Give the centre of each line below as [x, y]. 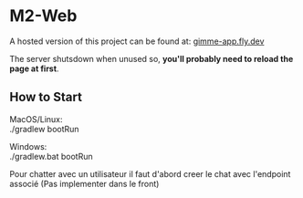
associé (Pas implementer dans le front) [84, 183]
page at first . [34, 68]
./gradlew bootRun [44, 129]
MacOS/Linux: [36, 119]
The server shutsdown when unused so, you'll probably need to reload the [151, 58]
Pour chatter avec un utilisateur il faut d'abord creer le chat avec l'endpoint [150, 173]
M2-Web [43, 16]
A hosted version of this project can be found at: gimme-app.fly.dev [137, 41]
